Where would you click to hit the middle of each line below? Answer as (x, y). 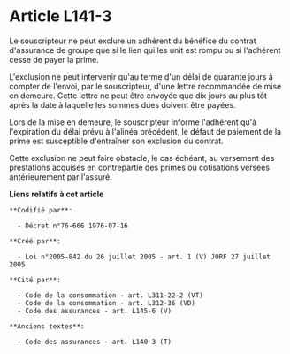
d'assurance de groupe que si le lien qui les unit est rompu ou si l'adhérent (145, 50)
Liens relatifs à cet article (57, 194)
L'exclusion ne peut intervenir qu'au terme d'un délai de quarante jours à (141, 76)
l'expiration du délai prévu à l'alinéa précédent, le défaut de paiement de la (145, 131)
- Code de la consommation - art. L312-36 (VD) (107, 303)
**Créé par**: (35, 241)
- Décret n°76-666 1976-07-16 (72, 226)
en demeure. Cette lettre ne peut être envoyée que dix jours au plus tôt (138, 96)
